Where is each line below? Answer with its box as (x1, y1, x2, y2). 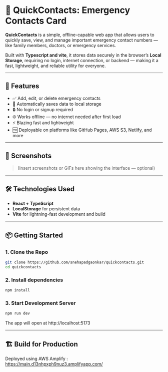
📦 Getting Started (5, 231, 63, 239)
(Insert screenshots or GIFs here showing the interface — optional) (17, 165, 155, 171)
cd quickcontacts (5, 264, 41, 269)
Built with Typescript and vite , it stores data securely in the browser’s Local (5, 52, 161, 58)
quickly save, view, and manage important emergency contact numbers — (5, 37, 158, 43)
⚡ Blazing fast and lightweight (12, 120, 74, 126)
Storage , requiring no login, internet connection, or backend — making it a (5, 57, 158, 63)
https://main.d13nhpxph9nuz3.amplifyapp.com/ (5, 360, 103, 367)
